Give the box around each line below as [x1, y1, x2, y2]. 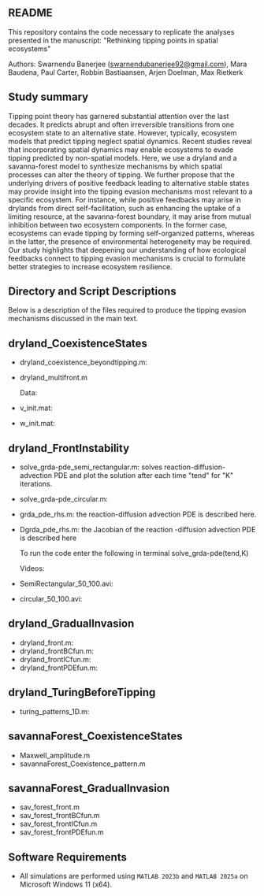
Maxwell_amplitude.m [19, 750, 91, 760]
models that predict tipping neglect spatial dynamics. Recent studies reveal [8, 136, 252, 146]
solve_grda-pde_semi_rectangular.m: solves [19, 462, 163, 472]
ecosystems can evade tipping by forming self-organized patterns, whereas [8, 228, 255, 238]
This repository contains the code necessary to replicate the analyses [8, 27, 235, 36]
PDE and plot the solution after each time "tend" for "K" [54, 471, 234, 480]
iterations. [19, 479, 53, 489]
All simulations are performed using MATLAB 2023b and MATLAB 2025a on [19, 872, 248, 881]
